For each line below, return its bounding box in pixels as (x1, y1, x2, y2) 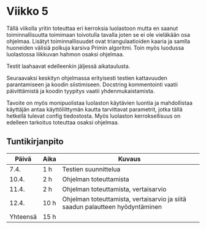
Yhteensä (9, 212, 37, 221)
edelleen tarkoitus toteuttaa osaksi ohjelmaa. (6, 118, 120, 126)
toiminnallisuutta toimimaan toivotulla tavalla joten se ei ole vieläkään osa (6, 31, 191, 38)
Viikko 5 (6, 4, 49, 18)
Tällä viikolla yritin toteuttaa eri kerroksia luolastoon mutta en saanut (6, 24, 178, 32)
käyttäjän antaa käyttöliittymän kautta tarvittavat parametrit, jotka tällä (6, 105, 183, 113)
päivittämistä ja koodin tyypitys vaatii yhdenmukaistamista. (6, 87, 155, 94)
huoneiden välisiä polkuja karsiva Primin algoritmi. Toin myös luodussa (6, 44, 185, 51)
